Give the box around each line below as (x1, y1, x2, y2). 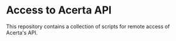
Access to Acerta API (6, 4, 112, 17)
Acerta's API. (6, 29, 38, 36)
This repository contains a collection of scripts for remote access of (6, 23, 170, 30)
